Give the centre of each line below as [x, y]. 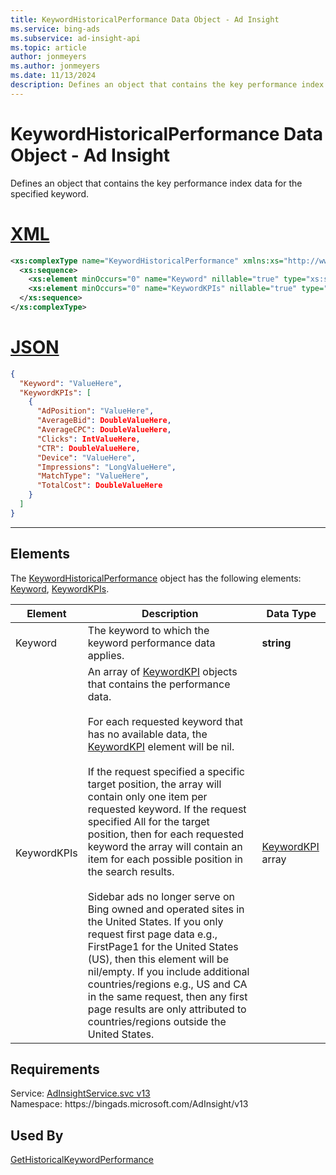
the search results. [131, 871]
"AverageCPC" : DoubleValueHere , [104, 430]
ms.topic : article [48, 47]
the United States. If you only [155, 921]
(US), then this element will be [158, 959]
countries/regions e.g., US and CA [167, 984]
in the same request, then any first [167, 996]
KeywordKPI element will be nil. [161, 746]
